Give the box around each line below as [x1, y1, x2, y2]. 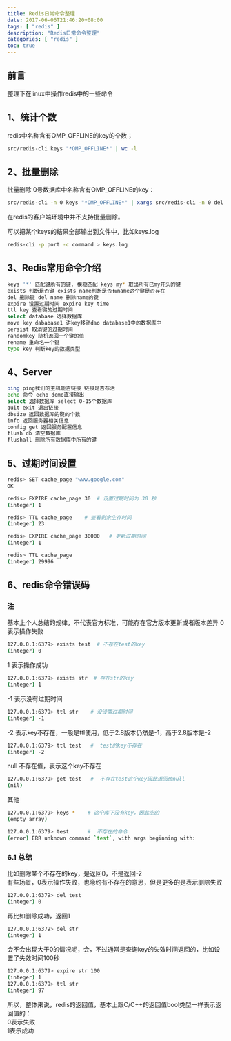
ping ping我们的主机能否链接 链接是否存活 [7, 385, 115, 392]
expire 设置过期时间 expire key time [7, 300, 109, 307]
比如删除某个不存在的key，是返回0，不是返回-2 [7, 869, 143, 878]
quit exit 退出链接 [7, 404, 59, 411]
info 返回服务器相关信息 [7, 417, 69, 424]
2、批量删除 [7, 165, 59, 177]
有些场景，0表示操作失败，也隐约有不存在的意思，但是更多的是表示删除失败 [7, 878, 223, 886]
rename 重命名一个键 [7, 338, 60, 346]
